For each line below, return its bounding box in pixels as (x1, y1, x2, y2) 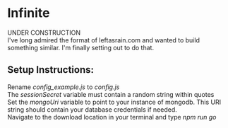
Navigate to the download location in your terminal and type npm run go (7, 112, 217, 121)
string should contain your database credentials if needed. (7, 105, 178, 114)
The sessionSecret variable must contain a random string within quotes (7, 90, 215, 98)
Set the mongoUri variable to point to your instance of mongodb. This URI (7, 98, 221, 106)
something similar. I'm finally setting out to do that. (7, 43, 154, 52)
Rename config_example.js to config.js (7, 83, 120, 91)
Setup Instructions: (7, 64, 94, 76)
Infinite (7, 5, 50, 21)
